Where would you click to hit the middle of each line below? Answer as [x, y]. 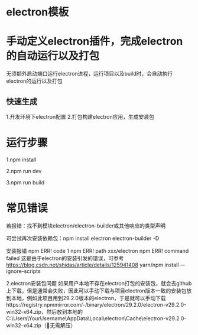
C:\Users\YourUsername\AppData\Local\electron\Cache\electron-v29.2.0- [96, 318]
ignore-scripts [23, 271]
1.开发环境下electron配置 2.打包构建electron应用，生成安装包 [80, 116]
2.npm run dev [24, 171]
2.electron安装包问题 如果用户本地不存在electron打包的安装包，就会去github [99, 283]
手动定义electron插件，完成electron [95, 41]
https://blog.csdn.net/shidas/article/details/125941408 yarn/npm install [92, 265]
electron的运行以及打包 [34, 81]
